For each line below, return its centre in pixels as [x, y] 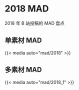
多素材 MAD [23, 70]
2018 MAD [27, 9]
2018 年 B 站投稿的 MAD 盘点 [34, 23]
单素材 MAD [23, 40]
